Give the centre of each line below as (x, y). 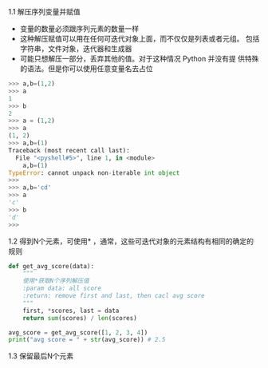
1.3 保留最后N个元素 (41, 356)
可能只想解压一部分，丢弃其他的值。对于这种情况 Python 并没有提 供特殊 (139, 59)
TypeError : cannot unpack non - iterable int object (94, 173)
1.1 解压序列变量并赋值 (45, 12)
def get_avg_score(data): (51, 266)
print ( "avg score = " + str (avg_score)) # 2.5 (87, 340)
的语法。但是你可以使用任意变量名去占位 (86, 69)
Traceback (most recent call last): (69, 150)
